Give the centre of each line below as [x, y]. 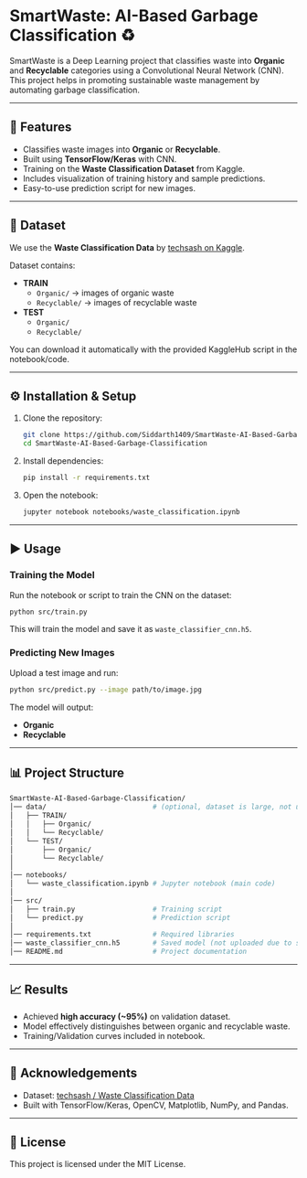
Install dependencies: [63, 461]
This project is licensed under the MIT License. [98, 1164]
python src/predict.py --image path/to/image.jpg [106, 690]
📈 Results [39, 990]
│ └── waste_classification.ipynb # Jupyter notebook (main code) [143, 883]
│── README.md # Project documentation [128, 952]
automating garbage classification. [74, 90]
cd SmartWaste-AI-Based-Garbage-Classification [115, 444]
